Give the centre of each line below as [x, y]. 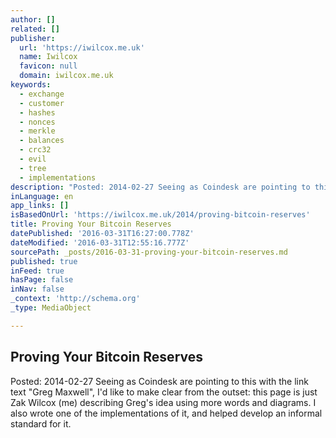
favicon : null [48, 66]
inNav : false [37, 289]
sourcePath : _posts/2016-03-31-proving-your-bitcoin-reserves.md [149, 252]
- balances [42, 141]
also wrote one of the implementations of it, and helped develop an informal [166, 413]
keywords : [31, 85]
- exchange [42, 94]
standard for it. [41, 423]
